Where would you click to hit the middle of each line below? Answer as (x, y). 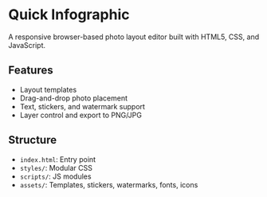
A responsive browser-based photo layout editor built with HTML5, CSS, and (134, 37)
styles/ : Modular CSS (56, 167)
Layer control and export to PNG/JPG (80, 115)
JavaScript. (27, 45)
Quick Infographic (69, 15)
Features (31, 71)
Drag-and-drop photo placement (73, 98)
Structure (33, 140)
